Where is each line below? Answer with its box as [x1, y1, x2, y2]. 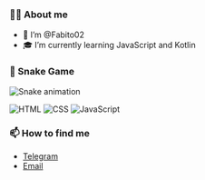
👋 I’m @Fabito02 [22, 29, 84, 40]
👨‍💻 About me [9, 8, 68, 21]
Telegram [22, 151, 59, 162]
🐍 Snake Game [9, 65, 75, 78]
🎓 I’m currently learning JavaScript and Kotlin [22, 39, 197, 50]
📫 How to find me [9, 126, 91, 139]
